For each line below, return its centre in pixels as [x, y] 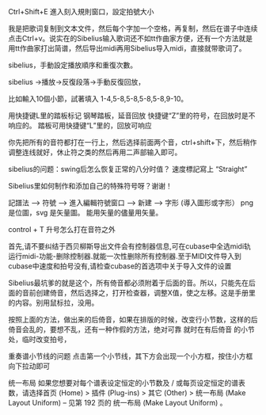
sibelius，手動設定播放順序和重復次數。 [72, 65]
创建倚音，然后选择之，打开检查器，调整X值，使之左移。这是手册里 [145, 293]
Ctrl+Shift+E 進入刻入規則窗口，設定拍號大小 [81, 11]
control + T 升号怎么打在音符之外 [62, 229]
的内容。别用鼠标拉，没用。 [53, 303]
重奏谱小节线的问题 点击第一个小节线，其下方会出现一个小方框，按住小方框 [131, 356]
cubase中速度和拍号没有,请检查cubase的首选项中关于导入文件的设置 [120, 266]
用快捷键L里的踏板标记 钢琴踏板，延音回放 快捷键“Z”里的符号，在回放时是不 [132, 116]
